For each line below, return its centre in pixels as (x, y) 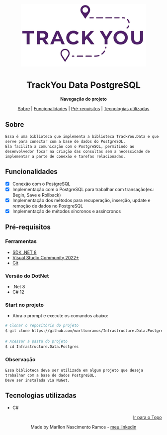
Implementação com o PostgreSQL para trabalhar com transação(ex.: (83, 189)
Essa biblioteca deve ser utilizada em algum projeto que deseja (74, 370)
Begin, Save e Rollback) (37, 195)
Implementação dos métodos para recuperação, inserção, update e (81, 200)
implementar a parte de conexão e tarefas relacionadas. (65, 156)
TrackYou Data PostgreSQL (83, 85)
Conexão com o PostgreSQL (41, 184)
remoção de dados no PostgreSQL (48, 206)
